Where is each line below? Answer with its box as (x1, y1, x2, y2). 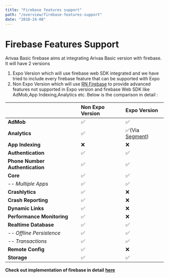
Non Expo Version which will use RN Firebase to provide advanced (12, 81, 151, 87)
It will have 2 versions (5, 61, 50, 67)
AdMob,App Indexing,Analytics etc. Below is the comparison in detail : (12, 92, 158, 98)
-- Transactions (8, 238, 47, 245)
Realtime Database (8, 221, 54, 229)
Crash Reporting (8, 197, 48, 204)
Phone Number (8, 157, 45, 164)
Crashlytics (8, 189, 36, 196)
